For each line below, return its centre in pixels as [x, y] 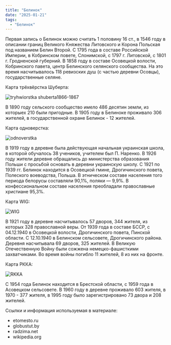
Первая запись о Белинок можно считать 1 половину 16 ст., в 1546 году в [85, 39]
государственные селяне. [34, 77]
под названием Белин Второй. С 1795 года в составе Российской [77, 50]
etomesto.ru [26, 321]
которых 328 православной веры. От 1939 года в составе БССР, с [78, 227]
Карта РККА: [19, 264]
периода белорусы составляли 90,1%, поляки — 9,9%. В [67, 181]
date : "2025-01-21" [26, 15]
